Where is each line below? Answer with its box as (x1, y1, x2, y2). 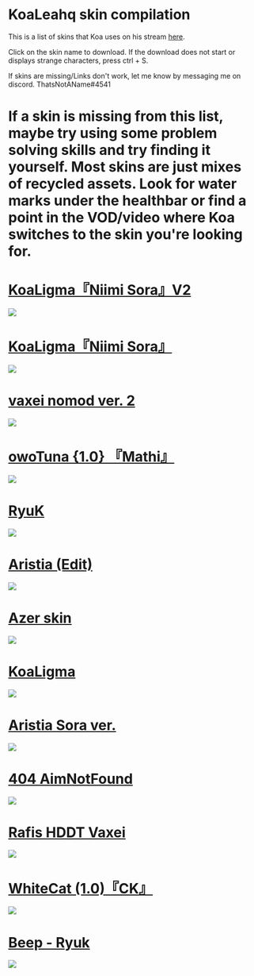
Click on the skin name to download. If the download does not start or (8, 47, 236, 56)
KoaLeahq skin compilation (8, 6, 191, 24)
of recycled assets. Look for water (8, 175, 237, 193)
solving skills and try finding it (8, 141, 211, 160)
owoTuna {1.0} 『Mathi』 (8, 448, 175, 466)
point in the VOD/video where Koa (8, 209, 235, 227)
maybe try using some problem (8, 125, 218, 142)
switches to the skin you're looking (8, 226, 243, 244)
